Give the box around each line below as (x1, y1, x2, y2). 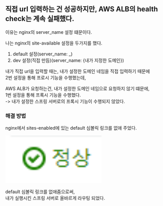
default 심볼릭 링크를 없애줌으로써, (5, 189, 75, 195)
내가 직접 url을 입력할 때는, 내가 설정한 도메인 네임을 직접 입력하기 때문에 (5, 68, 150, 74)
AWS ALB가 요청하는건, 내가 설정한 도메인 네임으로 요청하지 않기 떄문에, (5, 85, 150, 91)
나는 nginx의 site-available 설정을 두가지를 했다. (5, 40, 103, 46)
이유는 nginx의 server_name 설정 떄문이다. (5, 29, 92, 35)
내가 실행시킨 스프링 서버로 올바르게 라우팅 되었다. (5, 195, 106, 201)
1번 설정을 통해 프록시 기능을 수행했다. (5, 92, 81, 98)
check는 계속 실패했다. (5, 14, 74, 23)
